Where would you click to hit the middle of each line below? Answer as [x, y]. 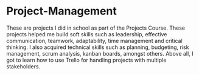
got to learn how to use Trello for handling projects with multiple [86, 60]
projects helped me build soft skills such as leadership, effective [87, 34]
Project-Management [61, 11]
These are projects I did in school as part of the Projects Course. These [96, 28]
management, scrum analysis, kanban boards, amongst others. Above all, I [100, 53]
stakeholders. [23, 66]
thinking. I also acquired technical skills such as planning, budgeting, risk [98, 47]
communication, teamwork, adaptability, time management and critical [94, 41]
